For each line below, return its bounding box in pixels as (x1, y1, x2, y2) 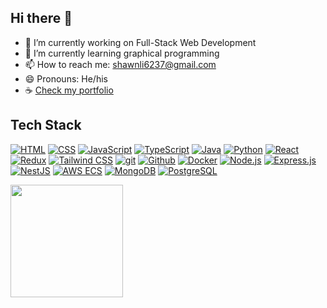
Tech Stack (10, 117, 82, 134)
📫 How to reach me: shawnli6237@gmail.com (24, 58, 217, 70)
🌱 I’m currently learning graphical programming (24, 47, 220, 59)
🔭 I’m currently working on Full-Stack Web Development (24, 36, 257, 48)
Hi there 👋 (10, 10, 73, 27)
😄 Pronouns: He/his (24, 72, 108, 85)
